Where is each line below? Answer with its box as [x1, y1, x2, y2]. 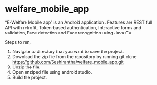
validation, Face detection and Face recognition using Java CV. [5, 30, 132, 35]
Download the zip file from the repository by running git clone [12, 53, 137, 59]
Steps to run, [5, 39, 31, 45]
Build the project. [12, 74, 47, 80]
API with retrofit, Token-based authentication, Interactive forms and [5, 24, 141, 30]
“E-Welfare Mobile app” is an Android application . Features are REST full [5, 19, 152, 25]
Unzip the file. [12, 64, 41, 70]
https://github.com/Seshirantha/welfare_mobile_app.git [12, 59, 124, 65]
